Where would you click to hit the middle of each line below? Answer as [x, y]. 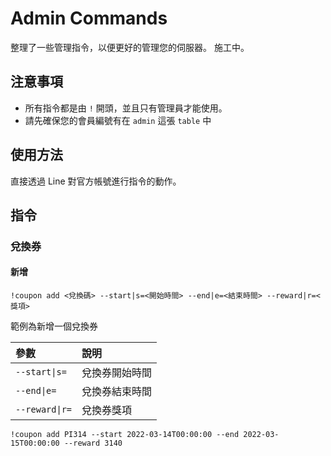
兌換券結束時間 [117, 392]
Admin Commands [89, 18]
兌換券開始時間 [117, 373]
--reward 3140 [93, 443]
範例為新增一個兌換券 [54, 326]
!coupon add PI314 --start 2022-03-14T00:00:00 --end [125, 435]
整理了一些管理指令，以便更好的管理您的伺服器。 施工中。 [130, 47]
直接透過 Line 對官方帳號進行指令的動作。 [96, 181]
